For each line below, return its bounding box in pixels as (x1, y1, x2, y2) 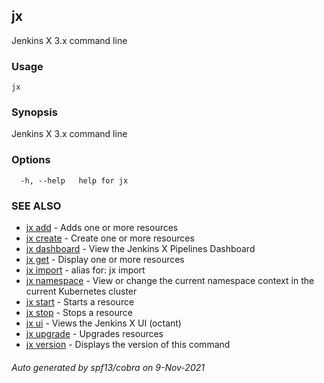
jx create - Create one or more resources (25, 232, 195, 244)
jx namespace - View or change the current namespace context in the (25, 275, 315, 286)
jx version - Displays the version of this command (25, 339, 231, 350)
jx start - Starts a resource (25, 296, 135, 308)
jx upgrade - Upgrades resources (25, 328, 164, 339)
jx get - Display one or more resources (25, 254, 185, 265)
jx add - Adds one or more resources (25, 222, 179, 233)
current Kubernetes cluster (25, 285, 138, 297)
